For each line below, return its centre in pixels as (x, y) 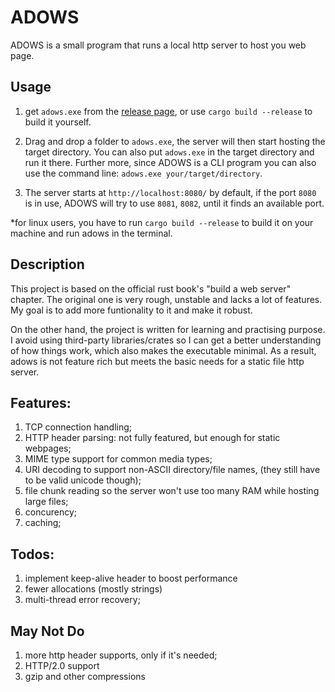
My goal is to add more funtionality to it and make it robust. (131, 310)
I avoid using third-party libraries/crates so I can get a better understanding (166, 340)
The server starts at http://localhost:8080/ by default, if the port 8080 (170, 192)
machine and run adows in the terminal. (91, 233)
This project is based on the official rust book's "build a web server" (151, 288)
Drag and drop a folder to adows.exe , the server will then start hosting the (175, 141)
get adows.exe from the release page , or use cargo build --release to (168, 111)
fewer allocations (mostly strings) (93, 589)
